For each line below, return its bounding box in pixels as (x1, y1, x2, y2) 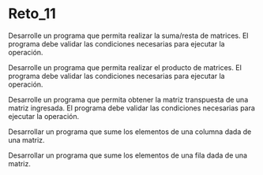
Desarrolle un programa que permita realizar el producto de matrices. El (8, 62, 242, 72)
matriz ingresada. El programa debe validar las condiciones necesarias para (8, 103, 255, 113)
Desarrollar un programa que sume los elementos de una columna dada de (8, 127, 252, 136)
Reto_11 (8, 5, 57, 23)
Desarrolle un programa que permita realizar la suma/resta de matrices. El (8, 31, 249, 40)
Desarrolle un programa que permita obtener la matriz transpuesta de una (8, 95, 249, 104)
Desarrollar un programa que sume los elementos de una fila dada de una (8, 151, 247, 160)
